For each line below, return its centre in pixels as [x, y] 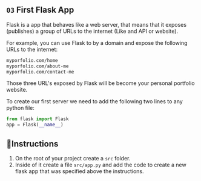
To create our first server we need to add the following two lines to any [94, 101]
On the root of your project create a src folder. [73, 158]
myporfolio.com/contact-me [40, 72]
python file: [20, 108]
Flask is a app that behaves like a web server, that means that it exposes [96, 24]
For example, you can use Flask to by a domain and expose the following [97, 43]
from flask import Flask [38, 119]
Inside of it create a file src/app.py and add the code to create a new [100, 165]
